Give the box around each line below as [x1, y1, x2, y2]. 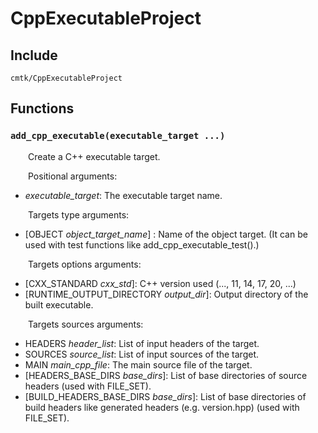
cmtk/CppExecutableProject [10, 73, 123, 83]
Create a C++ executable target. [28, 150, 161, 162]
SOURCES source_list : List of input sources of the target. [24, 348, 259, 360]
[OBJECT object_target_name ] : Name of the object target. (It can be [24, 228, 308, 240]
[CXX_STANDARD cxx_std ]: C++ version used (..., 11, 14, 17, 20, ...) [24, 277, 297, 289]
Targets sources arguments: [28, 318, 144, 330]
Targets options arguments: [28, 258, 142, 270]
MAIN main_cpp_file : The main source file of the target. [24, 358, 253, 371]
